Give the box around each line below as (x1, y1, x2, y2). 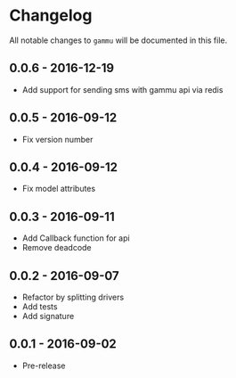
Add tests (21, 301, 58, 312)
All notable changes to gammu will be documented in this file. (9, 35, 228, 45)
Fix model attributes (21, 184, 96, 194)
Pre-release (21, 360, 66, 371)
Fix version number (21, 134, 94, 144)
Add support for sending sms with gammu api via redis (21, 84, 224, 94)
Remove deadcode (21, 242, 92, 253)
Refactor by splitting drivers (21, 292, 125, 302)
